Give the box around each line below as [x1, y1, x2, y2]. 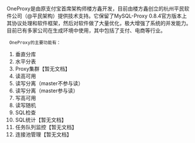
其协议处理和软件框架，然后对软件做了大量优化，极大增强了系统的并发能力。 [6, 20, 191, 26]
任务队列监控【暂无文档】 [15, 124, 77, 130]
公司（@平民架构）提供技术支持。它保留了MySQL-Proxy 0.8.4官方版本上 [11, 12, 187, 19]
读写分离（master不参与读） [15, 80, 84, 86]
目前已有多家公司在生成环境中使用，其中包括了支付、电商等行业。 [6, 27, 166, 34]
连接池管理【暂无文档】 [15, 131, 72, 138]
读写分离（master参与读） [15, 87, 78, 94]
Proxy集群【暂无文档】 [15, 65, 71, 72]
